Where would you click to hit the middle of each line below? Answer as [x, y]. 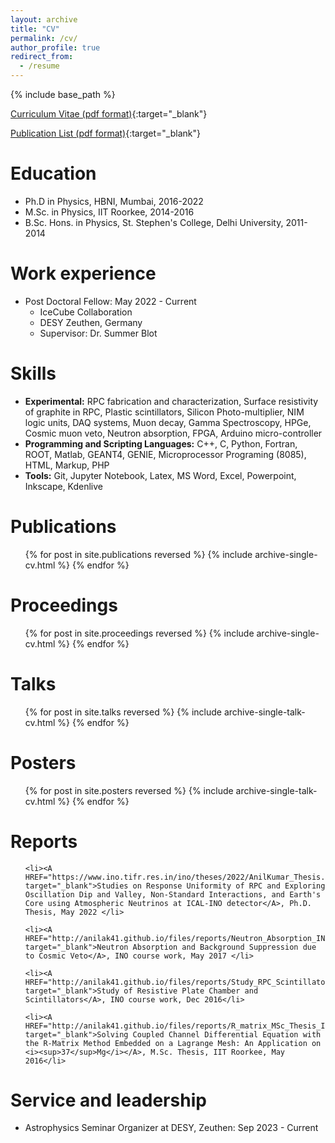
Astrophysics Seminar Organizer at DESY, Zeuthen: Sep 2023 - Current [171, 1128]
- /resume [39, 66]
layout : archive [44, 19]
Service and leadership [108, 1100]
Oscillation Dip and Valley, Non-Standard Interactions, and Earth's [173, 894]
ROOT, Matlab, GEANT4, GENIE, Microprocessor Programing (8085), [165, 454]
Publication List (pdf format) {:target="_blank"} [105, 133]
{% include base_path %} [63, 94]
